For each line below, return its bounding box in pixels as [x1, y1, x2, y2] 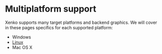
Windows [12, 34, 31, 40]
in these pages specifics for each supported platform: [5, 24, 113, 30]
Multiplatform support [5, 3, 96, 15]
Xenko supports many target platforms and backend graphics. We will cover [5, 19, 157, 25]
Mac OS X [12, 44, 33, 50]
